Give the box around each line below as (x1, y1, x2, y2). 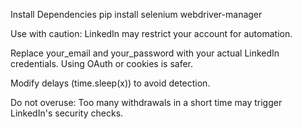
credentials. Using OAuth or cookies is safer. (10, 58, 194, 69)
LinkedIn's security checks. (10, 107, 124, 119)
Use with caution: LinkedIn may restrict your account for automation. (10, 28, 293, 39)
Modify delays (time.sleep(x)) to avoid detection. (10, 77, 211, 89)
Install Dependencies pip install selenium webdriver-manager (10, 9, 263, 20)
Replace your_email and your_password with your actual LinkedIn (10, 47, 280, 59)
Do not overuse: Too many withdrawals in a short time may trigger (10, 97, 283, 108)
